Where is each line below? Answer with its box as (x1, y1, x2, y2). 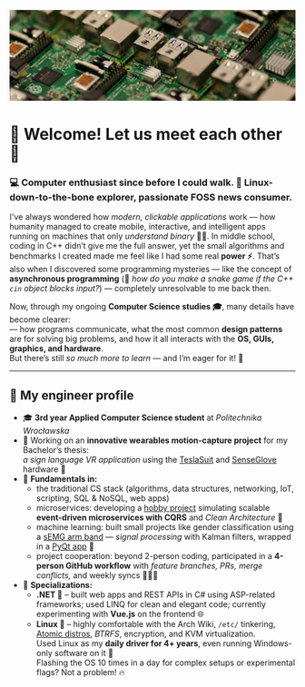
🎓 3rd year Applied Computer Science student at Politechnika (22, 412, 262, 423)
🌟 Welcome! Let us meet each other (9, 124, 283, 145)
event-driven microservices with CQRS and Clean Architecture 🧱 (35, 512, 283, 523)
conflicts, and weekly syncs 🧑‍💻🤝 (35, 570, 159, 581)
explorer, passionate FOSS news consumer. (96, 191, 293, 204)
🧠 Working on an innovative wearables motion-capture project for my (22, 435, 289, 446)
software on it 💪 (54, 648, 113, 659)
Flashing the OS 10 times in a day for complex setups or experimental (35, 657, 296, 668)
